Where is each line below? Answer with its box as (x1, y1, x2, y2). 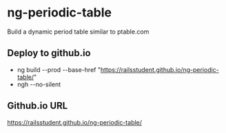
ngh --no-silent (17, 80, 61, 88)
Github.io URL (7, 100, 68, 112)
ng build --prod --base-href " (17, 65, 101, 73)
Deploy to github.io (7, 47, 91, 59)
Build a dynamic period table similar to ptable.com (7, 27, 150, 36)
